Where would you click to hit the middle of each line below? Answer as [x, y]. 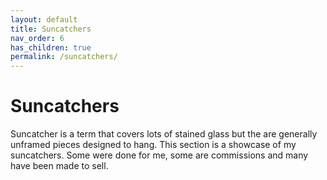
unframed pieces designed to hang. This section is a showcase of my [153, 145]
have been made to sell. [59, 166]
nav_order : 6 [37, 38]
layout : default [44, 19]
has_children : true [51, 47]
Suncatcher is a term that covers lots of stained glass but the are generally [164, 134]
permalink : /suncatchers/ [64, 57]
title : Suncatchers [51, 29]
